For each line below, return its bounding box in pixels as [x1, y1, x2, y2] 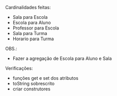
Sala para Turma [12, 30, 47, 36]
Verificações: [5, 66, 33, 71]
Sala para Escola [12, 14, 48, 20]
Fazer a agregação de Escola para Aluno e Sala [12, 55, 112, 61]
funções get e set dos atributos [12, 75, 79, 81]
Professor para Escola [12, 25, 60, 31]
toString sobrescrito [12, 81, 55, 86]
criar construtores [12, 86, 51, 92]
